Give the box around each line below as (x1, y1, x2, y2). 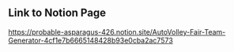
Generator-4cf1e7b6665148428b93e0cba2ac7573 (8, 35, 174, 45)
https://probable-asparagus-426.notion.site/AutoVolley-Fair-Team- (8, 27, 226, 36)
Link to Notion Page (8, 6, 107, 20)
